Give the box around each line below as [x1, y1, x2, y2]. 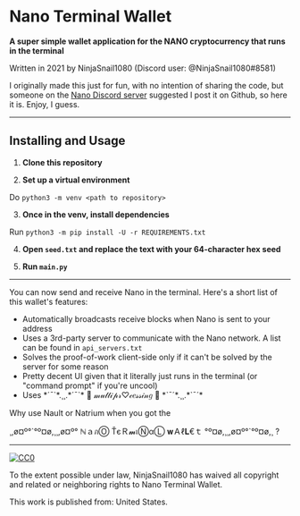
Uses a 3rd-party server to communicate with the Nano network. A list [21, 333, 281, 343]
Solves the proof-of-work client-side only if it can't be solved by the [21, 351, 272, 362]
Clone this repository [21, 156, 103, 167]
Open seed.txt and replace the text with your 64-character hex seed [21, 243, 281, 254]
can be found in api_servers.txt [21, 342, 143, 352]
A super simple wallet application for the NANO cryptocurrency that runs [9, 36, 286, 47]
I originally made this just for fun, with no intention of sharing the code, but [9, 80, 284, 90]
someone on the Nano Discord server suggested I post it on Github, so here [9, 89, 287, 100]
